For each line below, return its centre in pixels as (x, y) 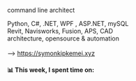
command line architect (41, 10)
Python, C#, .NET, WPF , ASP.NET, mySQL (68, 23)
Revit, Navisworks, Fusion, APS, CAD (60, 31)
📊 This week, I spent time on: (51, 70)
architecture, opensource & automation (63, 38)
